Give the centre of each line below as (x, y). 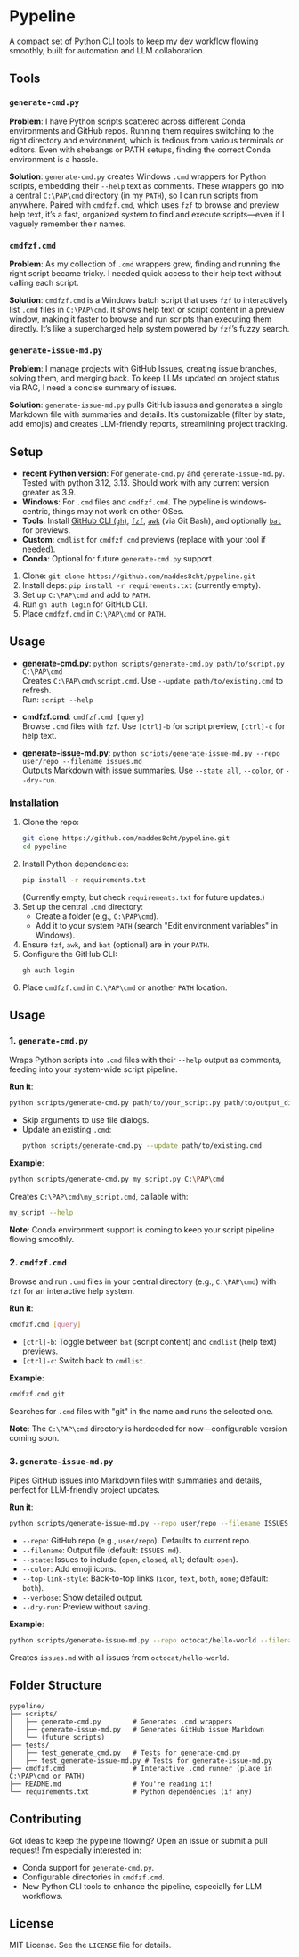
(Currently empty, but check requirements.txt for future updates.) (143, 897)
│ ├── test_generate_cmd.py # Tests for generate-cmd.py (125, 1753)
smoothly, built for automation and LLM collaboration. (107, 50)
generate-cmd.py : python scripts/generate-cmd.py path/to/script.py (153, 663)
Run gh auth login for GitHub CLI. (85, 604)
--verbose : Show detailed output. (83, 1598)
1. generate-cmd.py (49, 1040)
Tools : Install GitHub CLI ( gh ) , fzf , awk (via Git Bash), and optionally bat (152, 521)
